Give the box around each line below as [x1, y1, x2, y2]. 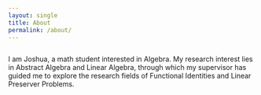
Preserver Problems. [8, 79, 75, 89]
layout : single [8, 11, 58, 20]
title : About [8, 19, 51, 27]
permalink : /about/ [8, 26, 72, 34]
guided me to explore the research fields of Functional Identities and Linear [8, 71, 252, 81]
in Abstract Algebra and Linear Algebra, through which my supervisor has [8, 63, 247, 72]
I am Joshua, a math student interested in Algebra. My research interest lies [8, 54, 253, 64]
